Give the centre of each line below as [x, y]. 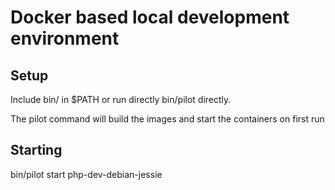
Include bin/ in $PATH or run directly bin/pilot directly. [121, 99]
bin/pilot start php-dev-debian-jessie [86, 174]
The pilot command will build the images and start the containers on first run [167, 119]
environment [65, 38]
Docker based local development [150, 17]
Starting [36, 150]
